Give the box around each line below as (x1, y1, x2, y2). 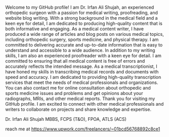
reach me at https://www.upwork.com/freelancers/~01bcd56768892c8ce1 (5, 126, 160, 132)
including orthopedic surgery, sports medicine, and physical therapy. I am (5, 36, 159, 42)
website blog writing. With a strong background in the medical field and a (5, 15, 158, 21)
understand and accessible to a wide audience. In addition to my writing (5, 48, 155, 53)
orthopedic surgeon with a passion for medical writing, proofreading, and (5, 10, 158, 16)
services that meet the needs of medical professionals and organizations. (5, 79, 158, 85)
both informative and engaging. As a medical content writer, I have (5, 26, 144, 32)
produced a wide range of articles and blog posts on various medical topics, (5, 31, 164, 37)
